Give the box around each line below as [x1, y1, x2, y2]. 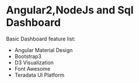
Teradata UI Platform [14, 71, 65, 78]
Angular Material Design [14, 46, 73, 53]
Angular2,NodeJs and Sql [6, 4, 134, 17]
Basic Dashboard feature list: [6, 35, 76, 42]
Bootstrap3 [14, 53, 42, 60]
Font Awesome [14, 65, 51, 72]
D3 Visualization [14, 59, 54, 66]
